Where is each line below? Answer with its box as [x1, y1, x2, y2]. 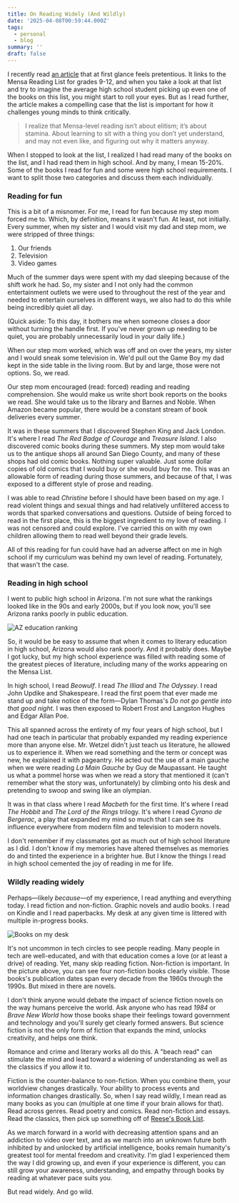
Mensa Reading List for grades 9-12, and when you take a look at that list [7, 77, 222, 86]
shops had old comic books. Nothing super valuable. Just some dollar [7, 457, 213, 466]
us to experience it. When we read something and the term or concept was [7, 748, 228, 757]
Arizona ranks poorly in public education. [7, 609, 128, 618]
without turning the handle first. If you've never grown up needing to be [7, 325, 218, 333]
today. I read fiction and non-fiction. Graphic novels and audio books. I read [7, 900, 230, 910]
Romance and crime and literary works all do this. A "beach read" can [7, 1047, 213, 1056]
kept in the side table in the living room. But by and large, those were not [7, 361, 220, 370]
